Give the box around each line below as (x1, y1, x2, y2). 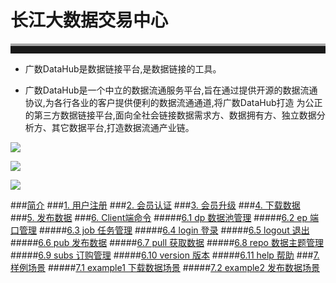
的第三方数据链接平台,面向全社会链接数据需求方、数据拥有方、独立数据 (24, 109, 317, 121)
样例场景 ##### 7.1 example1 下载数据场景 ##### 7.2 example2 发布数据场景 (10, 261, 320, 273)
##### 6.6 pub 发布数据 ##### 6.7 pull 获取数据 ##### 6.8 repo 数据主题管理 (10, 236, 324, 248)
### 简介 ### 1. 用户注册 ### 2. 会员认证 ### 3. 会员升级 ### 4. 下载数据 (10, 199, 301, 211)
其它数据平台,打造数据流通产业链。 (51, 121, 195, 133)
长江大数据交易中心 (10, 9, 169, 32)
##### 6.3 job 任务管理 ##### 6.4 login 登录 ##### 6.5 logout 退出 (38, 224, 310, 236)
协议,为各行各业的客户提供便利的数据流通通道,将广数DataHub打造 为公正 (24, 96, 323, 108)
